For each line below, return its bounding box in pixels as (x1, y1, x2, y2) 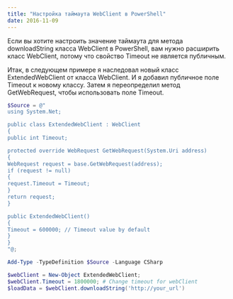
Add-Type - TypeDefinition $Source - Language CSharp (7, 259, 163, 266)
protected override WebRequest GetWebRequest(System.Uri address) (7, 147, 208, 154)
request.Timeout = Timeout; (7, 180, 91, 187)
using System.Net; (7, 108, 62, 116)
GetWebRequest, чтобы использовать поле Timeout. (7, 88, 164, 97)
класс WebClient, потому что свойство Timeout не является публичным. (7, 51, 227, 60)
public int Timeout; (7, 134, 69, 141)
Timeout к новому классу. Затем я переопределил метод (7, 80, 181, 89)
